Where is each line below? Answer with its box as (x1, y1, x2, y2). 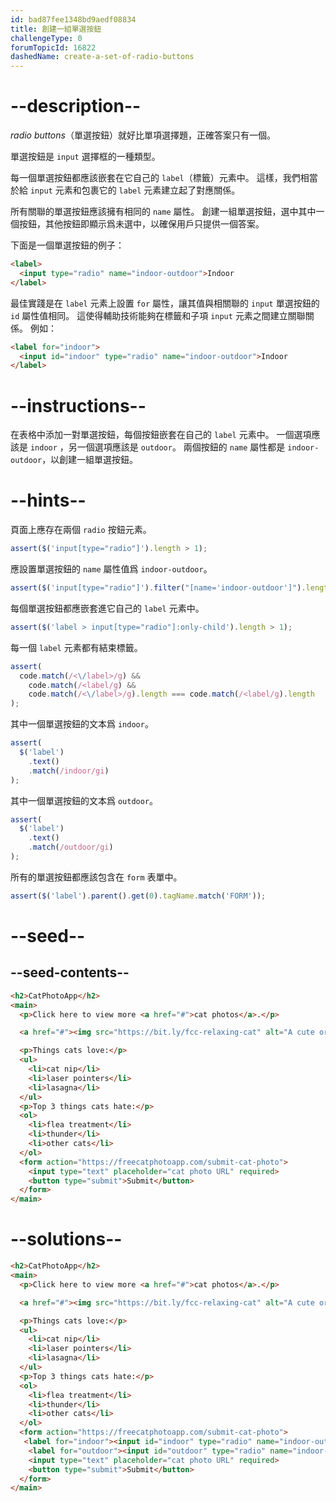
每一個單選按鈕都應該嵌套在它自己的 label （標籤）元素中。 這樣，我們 (10, 172, 301, 184)
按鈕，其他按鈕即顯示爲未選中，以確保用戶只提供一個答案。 (18, 218, 265, 230)
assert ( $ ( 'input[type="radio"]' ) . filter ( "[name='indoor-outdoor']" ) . (10, 583, 307, 593)
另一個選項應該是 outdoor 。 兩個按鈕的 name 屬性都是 (68, 441, 286, 453)
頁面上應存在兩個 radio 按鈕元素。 (10, 524, 152, 536)
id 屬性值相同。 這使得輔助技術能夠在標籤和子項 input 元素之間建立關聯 (10, 309, 306, 321)
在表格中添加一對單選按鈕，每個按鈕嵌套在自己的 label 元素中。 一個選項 (10, 429, 312, 441)
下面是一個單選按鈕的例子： (10, 239, 125, 251)
